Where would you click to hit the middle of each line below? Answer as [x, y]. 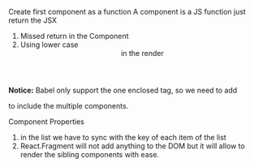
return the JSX [33, 20]
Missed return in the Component [74, 36]
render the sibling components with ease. [90, 154]
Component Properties [47, 122]
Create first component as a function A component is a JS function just [127, 12]
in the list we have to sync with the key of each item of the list [123, 137]
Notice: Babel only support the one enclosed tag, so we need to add [123, 90]
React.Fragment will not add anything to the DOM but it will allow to [132, 146]
